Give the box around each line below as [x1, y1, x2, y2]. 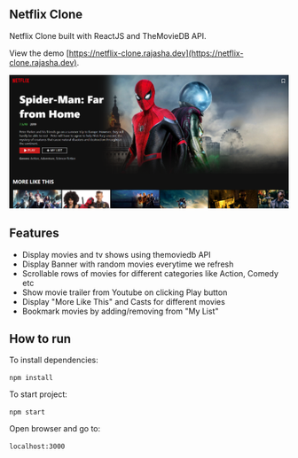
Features [9, 226, 59, 241]
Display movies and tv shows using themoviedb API [21, 249, 211, 260]
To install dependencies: [9, 354, 99, 366]
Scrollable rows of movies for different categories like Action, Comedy [21, 268, 279, 278]
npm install [9, 374, 53, 383]
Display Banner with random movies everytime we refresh [21, 259, 234, 269]
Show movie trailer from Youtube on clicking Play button [21, 287, 228, 298]
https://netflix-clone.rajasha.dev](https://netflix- [68, 48, 244, 58]
